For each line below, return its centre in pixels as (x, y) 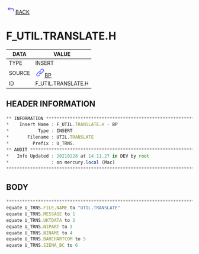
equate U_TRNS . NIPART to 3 (39, 227)
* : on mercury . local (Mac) (61, 162)
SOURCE (20, 73)
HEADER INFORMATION (51, 104)
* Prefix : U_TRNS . (41, 143)
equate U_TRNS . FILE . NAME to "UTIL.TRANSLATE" (63, 208)
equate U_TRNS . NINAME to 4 (39, 233)
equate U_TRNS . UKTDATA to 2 (41, 220)
